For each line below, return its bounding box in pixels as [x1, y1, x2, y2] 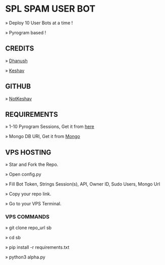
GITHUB [5, 82, 31, 91]
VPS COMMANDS [5, 213, 49, 220]
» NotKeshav [5, 96, 32, 102]
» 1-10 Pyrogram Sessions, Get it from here [5, 123, 94, 129]
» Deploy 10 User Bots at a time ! [5, 20, 73, 26]
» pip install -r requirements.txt [5, 244, 70, 250]
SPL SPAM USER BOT [5, 3, 96, 15]
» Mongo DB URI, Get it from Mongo [5, 134, 80, 140]
